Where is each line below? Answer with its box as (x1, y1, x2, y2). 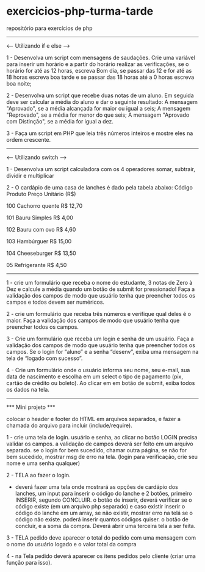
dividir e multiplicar (6, 172, 55, 179)
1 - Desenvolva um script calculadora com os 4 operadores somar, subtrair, (6, 165, 195, 172)
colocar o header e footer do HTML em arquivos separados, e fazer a (6, 415, 181, 422)
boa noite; (6, 79, 32, 87)
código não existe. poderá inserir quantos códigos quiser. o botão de (15, 515, 189, 523)
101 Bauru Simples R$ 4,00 (6, 214, 73, 221)
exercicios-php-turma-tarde (6, 4, 154, 18)
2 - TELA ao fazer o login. (6, 471, 71, 479)
